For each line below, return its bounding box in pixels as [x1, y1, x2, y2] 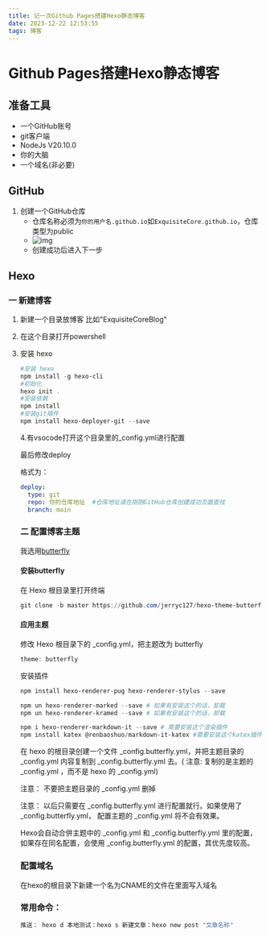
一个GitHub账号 [19, 122, 72, 131]
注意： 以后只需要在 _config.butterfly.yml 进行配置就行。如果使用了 [19, 801, 243, 810]
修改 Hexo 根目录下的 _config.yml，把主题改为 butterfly [19, 639, 203, 648]
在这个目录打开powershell [19, 331, 106, 341]
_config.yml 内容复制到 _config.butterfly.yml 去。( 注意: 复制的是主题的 [19, 756, 254, 766]
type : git [27, 491, 60, 499]
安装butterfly [19, 565, 65, 576]
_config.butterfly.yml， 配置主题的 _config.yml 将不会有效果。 [19, 811, 224, 821]
